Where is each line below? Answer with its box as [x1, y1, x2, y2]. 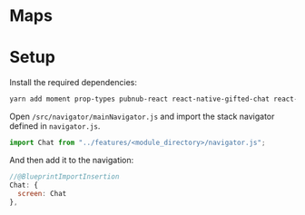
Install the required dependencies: [9, 77, 138, 88]
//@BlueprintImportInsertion [9, 171, 120, 181]
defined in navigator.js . [9, 121, 101, 132]
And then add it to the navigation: [9, 154, 134, 165]
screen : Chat [17, 189, 67, 198]
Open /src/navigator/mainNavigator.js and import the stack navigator [9, 111, 275, 122]
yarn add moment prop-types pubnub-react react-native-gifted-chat [9, 94, 271, 104]
